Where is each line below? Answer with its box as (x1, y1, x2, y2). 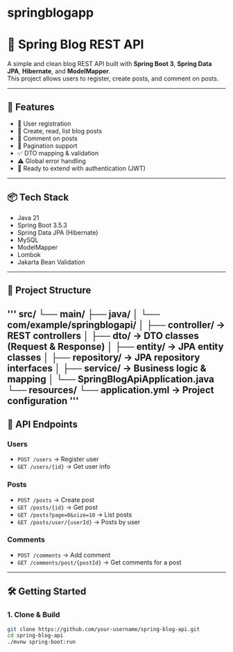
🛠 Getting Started (7, 585, 87, 598)
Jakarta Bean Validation (17, 258, 85, 266)
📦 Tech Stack (7, 192, 69, 203)
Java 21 (17, 213, 40, 221)
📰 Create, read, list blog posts (17, 126, 103, 135)
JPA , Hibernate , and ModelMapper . (7, 67, 111, 76)
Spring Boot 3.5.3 (17, 221, 67, 229)
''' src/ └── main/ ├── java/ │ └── (7, 308, 161, 320)
